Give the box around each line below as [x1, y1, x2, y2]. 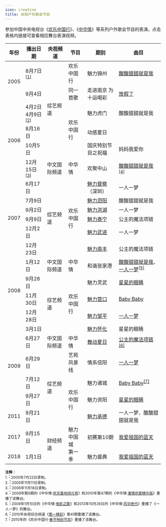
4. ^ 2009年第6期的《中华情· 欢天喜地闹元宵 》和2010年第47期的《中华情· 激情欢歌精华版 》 [5, 490, 157, 496]
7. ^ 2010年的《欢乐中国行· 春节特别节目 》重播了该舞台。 [5, 516, 100, 522]
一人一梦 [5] [118, 265, 145, 273]
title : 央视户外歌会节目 [5, 12, 50, 17]
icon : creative [5, 7, 37, 12]
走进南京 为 [87, 86, 114, 93]
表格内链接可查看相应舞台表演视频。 [5, 32, 79, 38]
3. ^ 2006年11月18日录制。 [5, 484, 49, 490]
